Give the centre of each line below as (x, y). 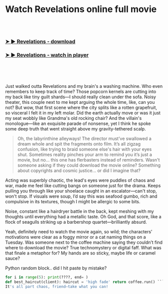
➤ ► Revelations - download (40, 41)
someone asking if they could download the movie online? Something (89, 165)
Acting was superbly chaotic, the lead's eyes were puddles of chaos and (80, 180)
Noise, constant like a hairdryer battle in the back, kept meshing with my (79, 211)
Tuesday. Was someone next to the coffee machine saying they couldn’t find (84, 242)
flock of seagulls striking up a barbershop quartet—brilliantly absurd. (76, 222)
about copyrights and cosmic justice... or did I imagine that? (79, 171)
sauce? (12, 258)
